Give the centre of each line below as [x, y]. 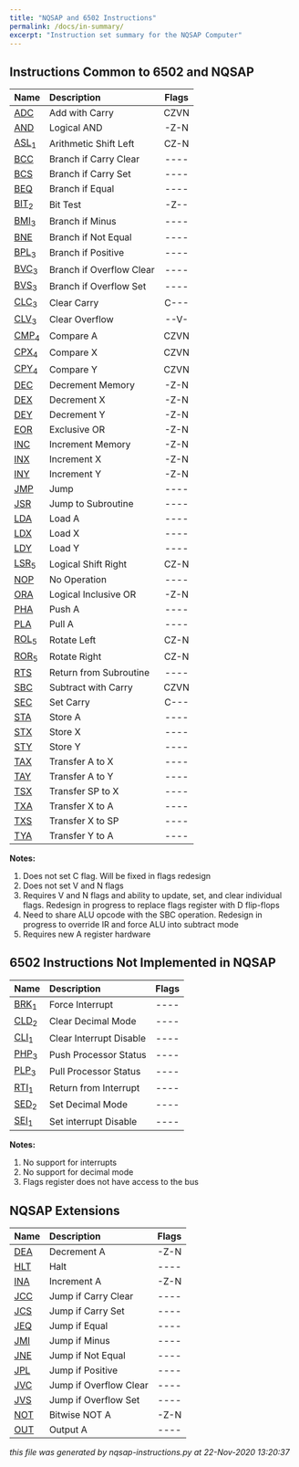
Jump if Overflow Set [94, 1399]
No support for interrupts [69, 1163]
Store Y [65, 747]
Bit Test [65, 204]
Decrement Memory [92, 385]
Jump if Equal [78, 1326]
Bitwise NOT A [80, 1414]
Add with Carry [81, 113]
